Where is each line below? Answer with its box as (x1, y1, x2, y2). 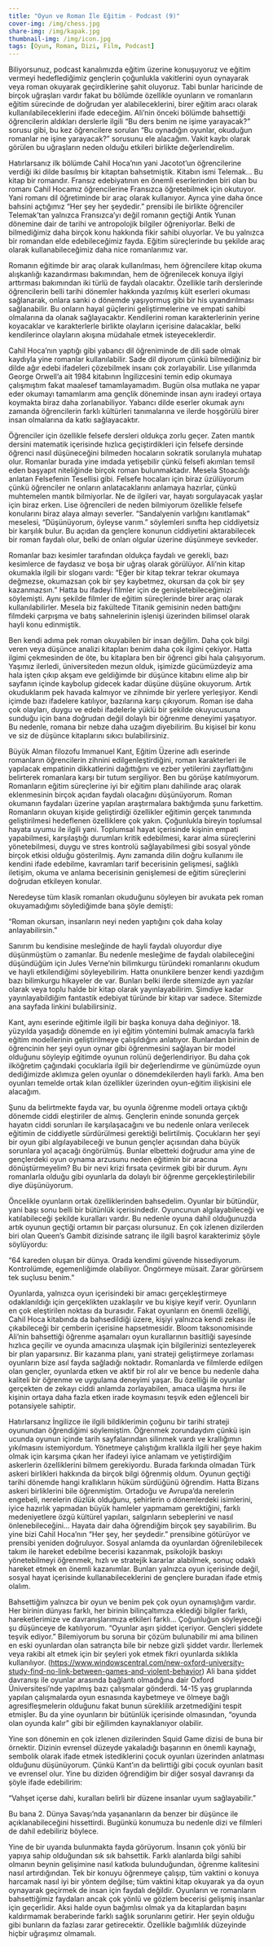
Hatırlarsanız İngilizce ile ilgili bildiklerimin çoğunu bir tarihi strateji (8, 1417, 230, 1427)
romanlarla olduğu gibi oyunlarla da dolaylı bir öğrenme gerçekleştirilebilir (8, 1172, 255, 1182)
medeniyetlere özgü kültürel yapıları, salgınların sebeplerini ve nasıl (8, 1512, 234, 1522)
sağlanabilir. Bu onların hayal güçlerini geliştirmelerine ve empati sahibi (8, 304, 246, 314)
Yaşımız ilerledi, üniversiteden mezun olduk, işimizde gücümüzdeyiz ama (8, 662, 253, 671)
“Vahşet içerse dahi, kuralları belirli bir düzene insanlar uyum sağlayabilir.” (8, 1794, 257, 1803)
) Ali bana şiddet (201, 1666, 257, 1676)
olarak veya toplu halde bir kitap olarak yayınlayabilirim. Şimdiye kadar (8, 984, 244, 994)
